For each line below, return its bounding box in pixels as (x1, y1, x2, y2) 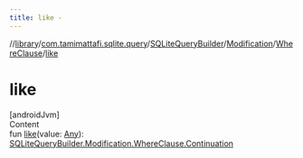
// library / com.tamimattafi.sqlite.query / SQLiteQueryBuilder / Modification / (9, 38, 277, 49)
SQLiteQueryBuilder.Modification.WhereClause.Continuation (9, 137, 233, 149)
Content (9, 118, 40, 129)
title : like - (9, 13, 63, 23)
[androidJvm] (9, 109, 61, 120)
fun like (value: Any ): (9, 128, 84, 139)
